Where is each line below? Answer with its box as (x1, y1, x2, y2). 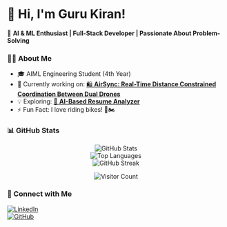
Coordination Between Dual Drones (17, 90, 121, 99)
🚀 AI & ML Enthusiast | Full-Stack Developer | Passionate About (7, 29, 192, 37)
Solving (7, 36, 30, 44)
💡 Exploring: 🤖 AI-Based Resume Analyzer (17, 97, 140, 106)
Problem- (193, 29, 221, 37)
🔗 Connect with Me (7, 189, 72, 199)
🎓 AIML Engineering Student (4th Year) (17, 70, 131, 78)
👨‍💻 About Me (7, 53, 52, 63)
